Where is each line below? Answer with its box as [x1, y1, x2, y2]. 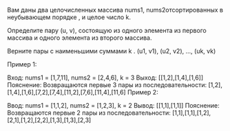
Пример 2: [127, 88, 158, 96]
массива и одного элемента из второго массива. [7, 34, 152, 42]
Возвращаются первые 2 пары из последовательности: [7, 109, 171, 117]
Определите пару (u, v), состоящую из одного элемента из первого [7, 27, 207, 34]
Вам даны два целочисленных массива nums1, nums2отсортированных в [7, 6, 224, 14]
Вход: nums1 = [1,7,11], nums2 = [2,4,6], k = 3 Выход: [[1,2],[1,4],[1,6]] [7, 73, 204, 82]
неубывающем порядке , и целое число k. [7, 13, 132, 21]
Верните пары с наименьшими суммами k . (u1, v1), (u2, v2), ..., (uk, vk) [7, 47, 216, 55]
